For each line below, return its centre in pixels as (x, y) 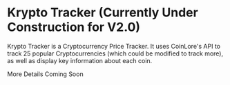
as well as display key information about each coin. (80, 60)
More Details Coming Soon (46, 74)
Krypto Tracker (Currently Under (103, 13)
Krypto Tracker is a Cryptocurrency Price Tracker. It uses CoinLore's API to (114, 46)
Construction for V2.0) (74, 27)
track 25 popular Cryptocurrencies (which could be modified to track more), (115, 53)
